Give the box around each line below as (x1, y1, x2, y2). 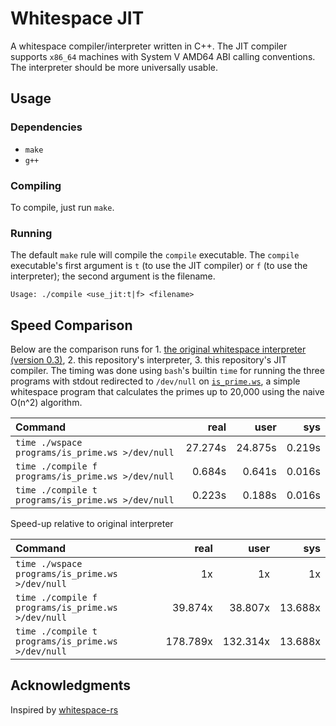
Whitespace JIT (10, 7, 145, 30)
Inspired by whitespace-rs (10, 703, 119, 716)
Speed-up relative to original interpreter (10, 518, 174, 530)
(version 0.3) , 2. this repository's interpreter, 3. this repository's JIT (10, 354, 287, 366)
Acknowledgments (10, 677, 132, 694)
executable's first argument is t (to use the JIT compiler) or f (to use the (10, 260, 308, 272)
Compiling (10, 178, 62, 192)
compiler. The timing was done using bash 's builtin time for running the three (10, 365, 325, 377)
